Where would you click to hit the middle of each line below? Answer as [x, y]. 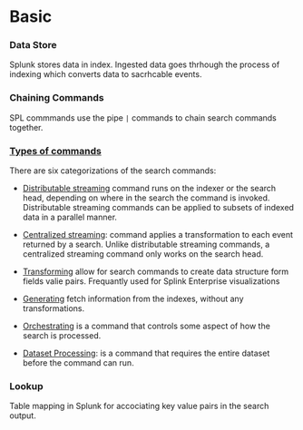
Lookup [26, 386]
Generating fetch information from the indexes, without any [133, 299]
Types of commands [55, 151]
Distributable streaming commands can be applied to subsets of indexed [158, 208]
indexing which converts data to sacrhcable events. [106, 74]
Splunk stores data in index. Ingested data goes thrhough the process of [145, 64]
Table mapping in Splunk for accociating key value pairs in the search [139, 406]
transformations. [54, 308]
